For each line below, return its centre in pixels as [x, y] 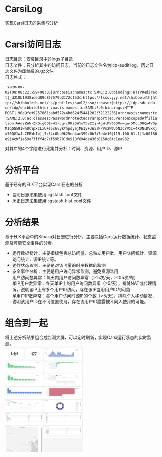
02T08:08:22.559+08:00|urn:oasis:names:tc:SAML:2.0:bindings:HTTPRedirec [81, 92]
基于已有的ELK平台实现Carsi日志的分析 [44, 184]
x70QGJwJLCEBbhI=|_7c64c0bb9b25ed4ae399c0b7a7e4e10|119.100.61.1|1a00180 [81, 134]
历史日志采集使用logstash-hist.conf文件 [51, 201]
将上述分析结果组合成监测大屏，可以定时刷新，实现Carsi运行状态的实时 [76, 337]
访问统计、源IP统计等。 [35, 259]
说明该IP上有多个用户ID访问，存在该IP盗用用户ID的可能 [75, 289]
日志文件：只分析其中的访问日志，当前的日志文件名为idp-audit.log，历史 [77, 65]
